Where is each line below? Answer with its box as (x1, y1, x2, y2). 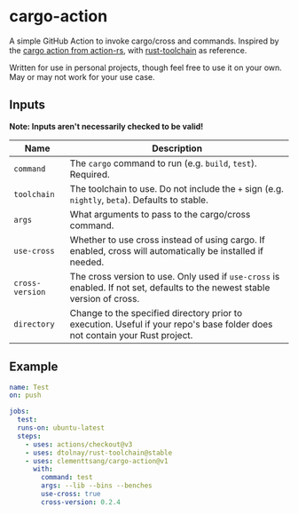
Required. (69, 168, 110, 180)
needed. (69, 256, 105, 268)
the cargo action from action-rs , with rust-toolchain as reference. (9, 44, 247, 55)
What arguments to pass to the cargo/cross (69, 208, 251, 220)
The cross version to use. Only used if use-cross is (69, 270, 280, 282)
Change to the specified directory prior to (69, 306, 242, 319)
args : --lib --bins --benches (41, 481, 153, 490)
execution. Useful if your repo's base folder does (69, 318, 273, 330)
